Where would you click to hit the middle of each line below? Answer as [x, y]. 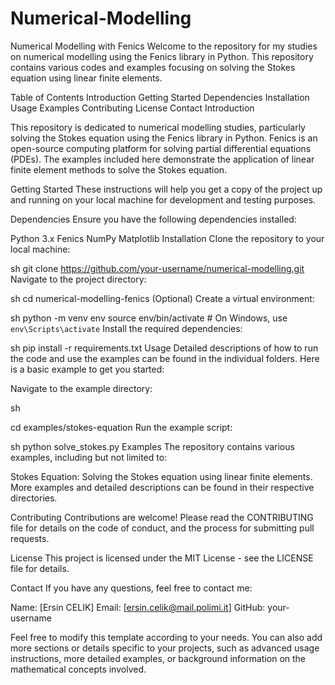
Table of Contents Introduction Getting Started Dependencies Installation [160, 97]
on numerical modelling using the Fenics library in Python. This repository [162, 56]
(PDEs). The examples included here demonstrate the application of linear [162, 159]
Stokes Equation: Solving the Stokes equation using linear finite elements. [161, 476]
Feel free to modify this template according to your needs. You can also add [166, 637]
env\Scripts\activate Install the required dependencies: [126, 328]
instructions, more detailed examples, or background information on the [158, 658]
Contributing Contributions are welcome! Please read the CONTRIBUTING [162, 517]
